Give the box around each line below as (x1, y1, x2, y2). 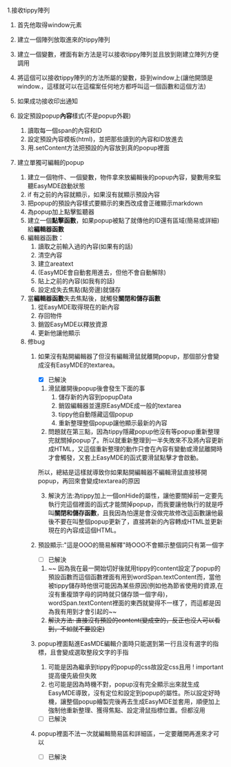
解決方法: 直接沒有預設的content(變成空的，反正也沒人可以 (48, 616, 215, 624)
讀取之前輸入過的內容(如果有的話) (37, 242, 133, 251)
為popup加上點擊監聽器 (27, 208, 94, 216)
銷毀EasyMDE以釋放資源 (37, 321, 108, 328)
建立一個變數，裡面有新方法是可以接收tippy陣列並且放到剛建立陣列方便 (17, 51, 219, 58)
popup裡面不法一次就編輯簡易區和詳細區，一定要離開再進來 (37, 730, 208, 738)
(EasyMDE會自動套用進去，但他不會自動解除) (37, 269, 167, 276)
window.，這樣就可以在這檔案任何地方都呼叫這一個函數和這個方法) (17, 82, 207, 90)
